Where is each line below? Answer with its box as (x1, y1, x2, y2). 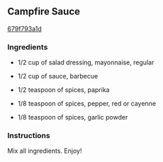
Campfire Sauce (7, 6, 80, 18)
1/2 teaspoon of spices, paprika (17, 86, 110, 94)
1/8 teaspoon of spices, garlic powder (17, 113, 128, 122)
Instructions (7, 131, 51, 141)
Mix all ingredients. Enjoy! (7, 146, 82, 155)
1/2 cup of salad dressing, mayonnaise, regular (17, 58, 154, 66)
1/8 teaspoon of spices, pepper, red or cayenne (17, 99, 157, 108)
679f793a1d (7, 24, 43, 33)
